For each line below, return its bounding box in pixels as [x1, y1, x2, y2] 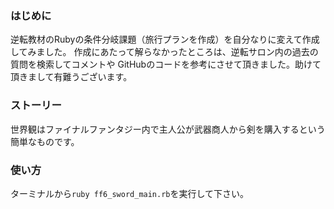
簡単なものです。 [10, 135, 80, 147]
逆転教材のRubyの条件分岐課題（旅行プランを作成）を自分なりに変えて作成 [10, 33, 320, 46]
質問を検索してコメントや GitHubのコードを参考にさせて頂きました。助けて [10, 58, 322, 71]
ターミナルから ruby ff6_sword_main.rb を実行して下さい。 [10, 187, 250, 199]
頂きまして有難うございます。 [10, 71, 133, 83]
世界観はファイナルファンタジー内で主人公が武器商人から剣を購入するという [10, 123, 326, 135]
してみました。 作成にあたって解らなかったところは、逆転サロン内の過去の [10, 46, 319, 58]
